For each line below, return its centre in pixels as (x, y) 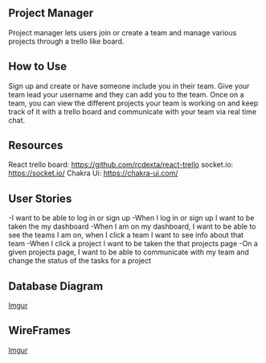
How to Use (38, 66)
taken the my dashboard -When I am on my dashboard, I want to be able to (132, 227)
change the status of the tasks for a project (80, 261)
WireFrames (39, 330)
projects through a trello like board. (66, 41)
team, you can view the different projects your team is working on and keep (133, 103)
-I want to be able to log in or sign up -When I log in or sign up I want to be (131, 218)
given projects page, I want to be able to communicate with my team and (129, 252)
